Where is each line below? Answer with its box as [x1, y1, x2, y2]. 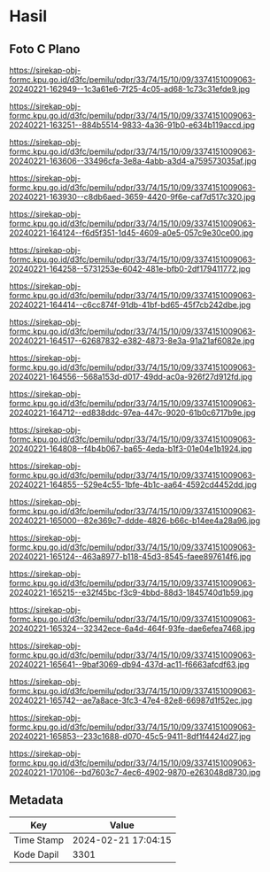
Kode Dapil [13, 848, 59, 860]
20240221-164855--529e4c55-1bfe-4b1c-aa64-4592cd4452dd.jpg [9, 480, 257, 490]
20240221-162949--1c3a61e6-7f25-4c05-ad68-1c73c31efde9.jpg [9, 84, 251, 94]
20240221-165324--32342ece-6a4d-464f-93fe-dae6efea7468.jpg [9, 623, 255, 634]
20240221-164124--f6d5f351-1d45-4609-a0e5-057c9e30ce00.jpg [9, 228, 254, 238]
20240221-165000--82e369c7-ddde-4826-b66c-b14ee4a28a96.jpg [9, 515, 261, 526]
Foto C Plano [9, 42, 81, 57]
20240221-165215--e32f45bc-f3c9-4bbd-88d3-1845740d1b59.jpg [9, 587, 254, 598]
